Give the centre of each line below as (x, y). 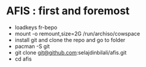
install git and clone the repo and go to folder (70, 40)
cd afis (23, 59)
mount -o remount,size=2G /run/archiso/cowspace (77, 33)
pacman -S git (32, 46)
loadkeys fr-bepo (36, 27)
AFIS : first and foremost (68, 11)
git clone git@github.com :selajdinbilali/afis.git (71, 52)
